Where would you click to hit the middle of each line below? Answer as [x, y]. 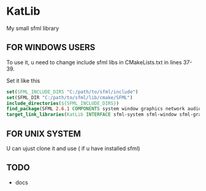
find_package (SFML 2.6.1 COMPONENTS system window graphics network [96, 109]
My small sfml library [33, 28]
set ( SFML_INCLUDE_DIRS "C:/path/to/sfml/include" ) [72, 92]
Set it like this [23, 80]
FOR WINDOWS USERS [51, 47]
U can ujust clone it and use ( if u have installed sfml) [73, 148]
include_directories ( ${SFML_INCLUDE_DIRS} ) [63, 103]
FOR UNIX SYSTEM [44, 134]
